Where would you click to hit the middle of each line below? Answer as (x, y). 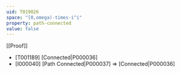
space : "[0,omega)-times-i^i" (44, 17)
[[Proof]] (17, 46)
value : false (23, 29)
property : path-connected (39, 23)
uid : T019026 (23, 12)
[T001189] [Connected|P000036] (56, 57)
